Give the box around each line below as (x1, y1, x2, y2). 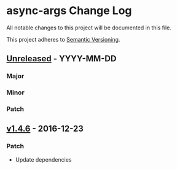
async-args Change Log (6, 4, 132, 18)
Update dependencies (15, 156, 72, 163)
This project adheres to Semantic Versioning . (6, 36, 120, 43)
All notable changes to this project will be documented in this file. (6, 24, 172, 31)
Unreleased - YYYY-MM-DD (6, 53, 117, 64)
